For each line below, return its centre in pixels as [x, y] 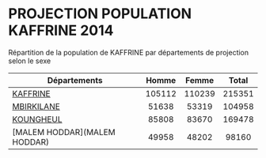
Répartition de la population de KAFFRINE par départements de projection [129, 52]
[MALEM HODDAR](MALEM [64, 132]
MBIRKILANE [36, 106]
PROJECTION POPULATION [100, 14]
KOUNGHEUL [37, 119]
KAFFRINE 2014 [61, 30]
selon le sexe [30, 61]
